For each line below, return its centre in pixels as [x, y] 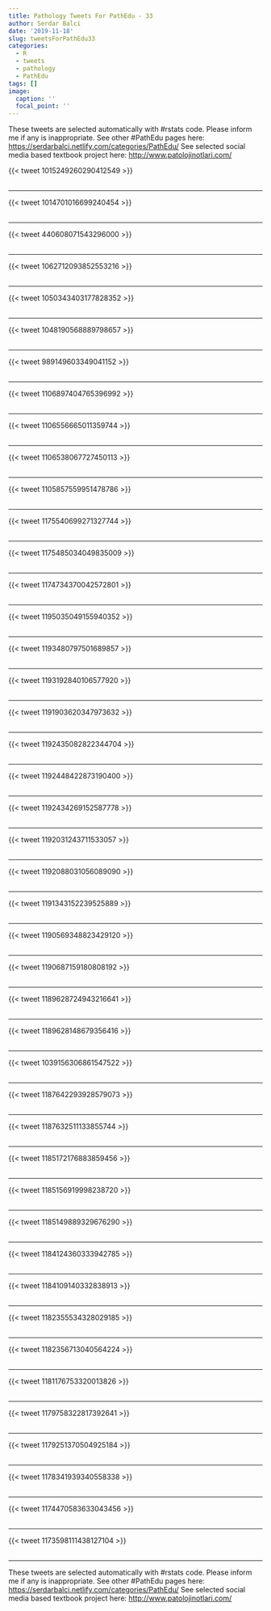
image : [19, 91]
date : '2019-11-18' [41, 31]
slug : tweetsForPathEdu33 [52, 38]
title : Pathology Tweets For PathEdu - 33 [81, 16]
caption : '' [36, 99]
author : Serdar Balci [45, 23]
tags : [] [23, 83]
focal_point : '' [43, 106]
